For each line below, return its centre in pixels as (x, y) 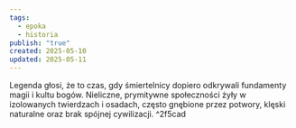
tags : (19, 18)
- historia (38, 34)
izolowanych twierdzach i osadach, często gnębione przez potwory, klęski (148, 104)
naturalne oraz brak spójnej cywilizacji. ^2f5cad (98, 114)
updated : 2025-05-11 (48, 59)
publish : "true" (40, 43)
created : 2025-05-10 (48, 51)
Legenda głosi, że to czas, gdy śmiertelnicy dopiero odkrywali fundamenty (148, 85)
